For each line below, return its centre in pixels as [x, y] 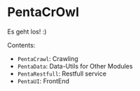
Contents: [21, 45]
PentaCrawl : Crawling [48, 58]
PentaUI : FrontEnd [43, 80]
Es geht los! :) [27, 31]
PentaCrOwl [43, 12]
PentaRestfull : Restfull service [62, 73]
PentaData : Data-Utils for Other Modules [75, 66]
